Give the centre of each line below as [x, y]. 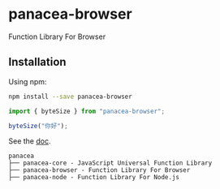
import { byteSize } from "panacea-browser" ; [86, 111]
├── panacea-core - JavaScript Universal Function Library [110, 163]
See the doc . [30, 141]
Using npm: [28, 81]
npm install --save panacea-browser [70, 97]
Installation [37, 62]
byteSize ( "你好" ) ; [38, 126]
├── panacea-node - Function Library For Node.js [94, 178]
